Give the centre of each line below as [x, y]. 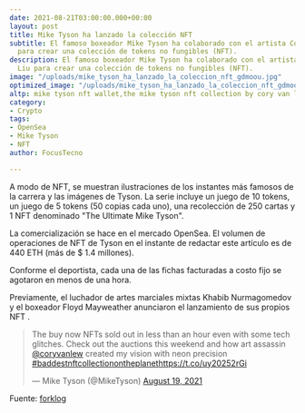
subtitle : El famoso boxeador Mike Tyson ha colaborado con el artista [148, 43]
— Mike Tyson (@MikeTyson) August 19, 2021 [117, 380]
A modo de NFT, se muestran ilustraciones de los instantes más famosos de [152, 186]
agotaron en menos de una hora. [70, 280]
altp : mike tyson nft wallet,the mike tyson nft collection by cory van [150, 93]
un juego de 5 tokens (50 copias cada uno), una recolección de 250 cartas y [152, 206]
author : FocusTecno [46, 152]
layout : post [34, 26]
